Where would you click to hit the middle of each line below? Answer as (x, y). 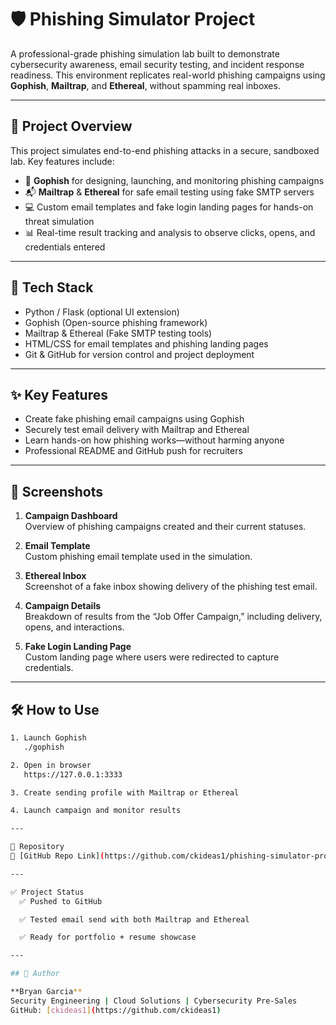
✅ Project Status (47, 892)
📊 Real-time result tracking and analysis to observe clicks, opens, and (170, 232)
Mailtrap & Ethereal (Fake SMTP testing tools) (118, 333)
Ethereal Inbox (55, 576)
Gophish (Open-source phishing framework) (116, 322)
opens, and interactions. (74, 627)
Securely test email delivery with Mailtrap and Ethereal (137, 430)
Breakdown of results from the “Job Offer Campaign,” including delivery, (173, 617)
